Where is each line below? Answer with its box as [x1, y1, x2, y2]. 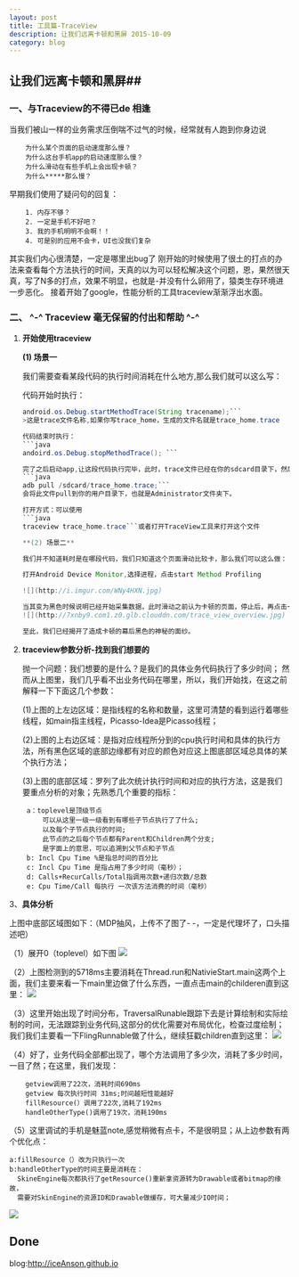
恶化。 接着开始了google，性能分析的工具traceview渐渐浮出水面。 [24, 286, 268, 297]
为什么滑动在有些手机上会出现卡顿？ [25, 162, 138, 171]
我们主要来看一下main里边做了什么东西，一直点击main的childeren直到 [24, 978, 282, 988]
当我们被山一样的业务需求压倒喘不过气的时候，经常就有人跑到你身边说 [9, 124, 267, 135]
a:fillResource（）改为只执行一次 [9, 1155, 125, 1164]
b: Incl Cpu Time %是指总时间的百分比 [26, 853, 158, 863]
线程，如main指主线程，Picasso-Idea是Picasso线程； [21, 715, 219, 726]
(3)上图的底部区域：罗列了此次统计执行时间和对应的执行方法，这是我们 [21, 775, 283, 786]
